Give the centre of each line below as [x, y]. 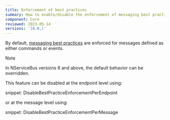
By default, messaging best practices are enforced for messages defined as [84, 43]
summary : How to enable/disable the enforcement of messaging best [78, 15]
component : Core [22, 19]
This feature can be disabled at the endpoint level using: [64, 83]
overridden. [17, 73]
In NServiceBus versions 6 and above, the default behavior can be [74, 68]
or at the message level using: [37, 103]
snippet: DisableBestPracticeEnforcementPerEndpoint [61, 93]
